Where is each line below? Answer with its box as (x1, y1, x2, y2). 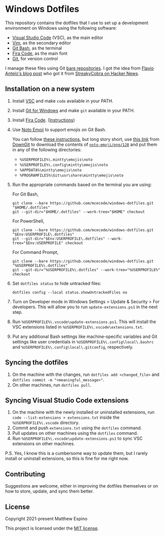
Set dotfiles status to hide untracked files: (12, 280, 101, 286)
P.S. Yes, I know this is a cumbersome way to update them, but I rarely (5, 451, 148, 456)
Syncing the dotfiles (5, 358, 68, 367)
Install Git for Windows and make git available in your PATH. (12, 107, 135, 113)
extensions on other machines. (12, 441, 75, 447)
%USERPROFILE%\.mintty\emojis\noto (19, 157, 93, 162)
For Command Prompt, (12, 249, 59, 255)
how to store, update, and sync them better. (5, 488, 94, 495)
